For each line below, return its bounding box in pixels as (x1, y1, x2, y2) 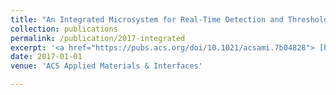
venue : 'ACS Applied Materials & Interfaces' (10, 61, 203, 71)
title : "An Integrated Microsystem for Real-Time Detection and (10, 14, 284, 25)
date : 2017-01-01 (10, 52, 83, 62)
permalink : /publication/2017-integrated (10, 33, 186, 43)
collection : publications (10, 24, 118, 34)
